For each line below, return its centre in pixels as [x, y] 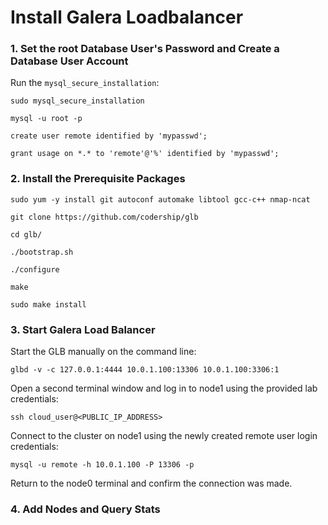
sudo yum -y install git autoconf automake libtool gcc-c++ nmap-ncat [160, 199]
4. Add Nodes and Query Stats [85, 509]
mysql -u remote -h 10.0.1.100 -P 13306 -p [102, 465]
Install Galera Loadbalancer [127, 17]
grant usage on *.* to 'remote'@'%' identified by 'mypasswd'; [145, 154]
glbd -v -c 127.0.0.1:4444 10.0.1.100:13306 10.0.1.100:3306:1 [145, 370]
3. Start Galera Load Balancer [83, 329]
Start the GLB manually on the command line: [103, 352]
